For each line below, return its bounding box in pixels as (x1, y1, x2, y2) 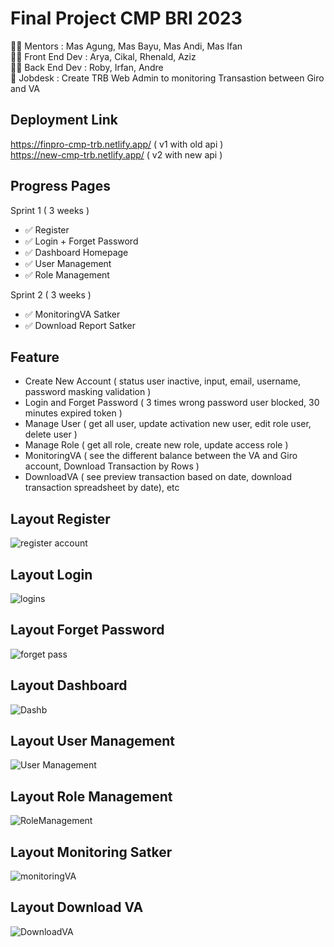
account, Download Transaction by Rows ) (24, 460, 200, 472)
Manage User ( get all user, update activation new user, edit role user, (24, 418, 312, 430)
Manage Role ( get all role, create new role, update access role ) (24, 439, 289, 451)
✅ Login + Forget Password (24, 235, 139, 247)
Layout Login (10, 566, 93, 583)
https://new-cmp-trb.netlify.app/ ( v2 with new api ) (10, 148, 223, 161)
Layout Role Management (10, 788, 173, 805)
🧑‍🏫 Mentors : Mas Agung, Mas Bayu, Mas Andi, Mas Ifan (10, 40, 243, 52)
